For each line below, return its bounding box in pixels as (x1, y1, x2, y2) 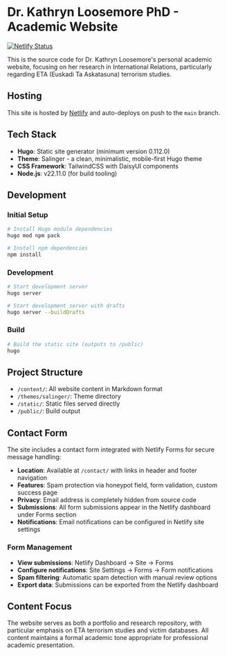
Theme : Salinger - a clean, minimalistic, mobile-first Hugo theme (17, 154, 203, 163)
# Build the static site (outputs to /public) (7, 340, 144, 347)
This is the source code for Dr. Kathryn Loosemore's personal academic (7, 55, 212, 63)
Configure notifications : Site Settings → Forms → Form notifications (17, 566, 213, 574)
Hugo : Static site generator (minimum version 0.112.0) (17, 147, 170, 155)
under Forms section (17, 510, 77, 519)
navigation (17, 474, 48, 482)
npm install (7, 251, 42, 258)
